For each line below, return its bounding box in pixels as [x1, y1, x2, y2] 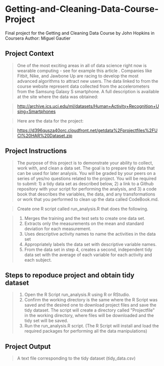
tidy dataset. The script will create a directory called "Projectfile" [24, 307, 155, 313]
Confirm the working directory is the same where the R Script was [24, 297, 158, 303]
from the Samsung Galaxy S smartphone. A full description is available [17, 88, 159, 94]
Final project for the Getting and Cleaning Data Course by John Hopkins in [5, 30, 155, 36]
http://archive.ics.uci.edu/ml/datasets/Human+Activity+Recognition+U [17, 103, 159, 109]
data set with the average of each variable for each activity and [24, 251, 152, 258]
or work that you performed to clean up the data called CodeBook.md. [17, 196, 159, 202]
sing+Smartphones [17, 108, 56, 114]
